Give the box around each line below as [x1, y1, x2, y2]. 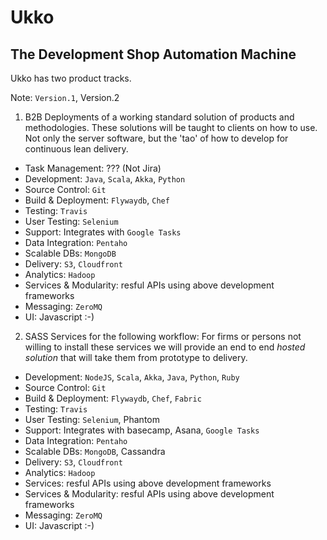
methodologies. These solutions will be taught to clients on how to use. [24, 122, 318, 133]
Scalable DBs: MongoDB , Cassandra [24, 446, 166, 457]
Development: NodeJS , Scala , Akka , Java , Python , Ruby [24, 371, 240, 383]
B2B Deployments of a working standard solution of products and [24, 111, 295, 123]
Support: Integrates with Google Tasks [24, 226, 182, 238]
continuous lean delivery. [24, 143, 129, 155]
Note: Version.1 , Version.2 [10, 92, 120, 103]
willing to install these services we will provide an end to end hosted [24, 341, 306, 353]
